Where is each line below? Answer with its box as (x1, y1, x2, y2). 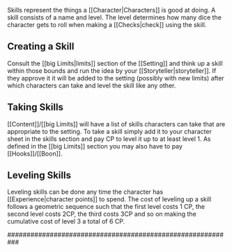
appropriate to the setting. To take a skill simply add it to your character (7, 127, 212, 135)
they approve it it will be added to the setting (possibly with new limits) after (7, 74, 224, 82)
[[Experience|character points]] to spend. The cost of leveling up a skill (7, 195, 212, 203)
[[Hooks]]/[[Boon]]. (7, 149, 63, 158)
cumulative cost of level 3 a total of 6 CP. (7, 217, 125, 226)
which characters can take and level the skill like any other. (7, 81, 176, 90)
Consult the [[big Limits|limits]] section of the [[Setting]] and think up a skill (7, 59, 223, 67)
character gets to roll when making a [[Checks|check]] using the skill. (7, 21, 207, 28)
